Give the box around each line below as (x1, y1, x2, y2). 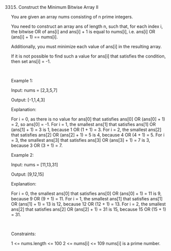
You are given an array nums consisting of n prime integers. (11, 14, 133, 19)
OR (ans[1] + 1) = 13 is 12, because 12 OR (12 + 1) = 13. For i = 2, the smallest (11, 201, 166, 207)
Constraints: (11, 231, 36, 237)
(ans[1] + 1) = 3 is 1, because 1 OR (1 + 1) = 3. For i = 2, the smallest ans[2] (11, 126, 162, 132)
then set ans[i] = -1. (11, 59, 51, 64)
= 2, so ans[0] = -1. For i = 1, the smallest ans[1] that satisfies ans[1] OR (11, 122, 156, 127)
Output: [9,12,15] (11, 171, 44, 177)
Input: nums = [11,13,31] (11, 162, 58, 168)
